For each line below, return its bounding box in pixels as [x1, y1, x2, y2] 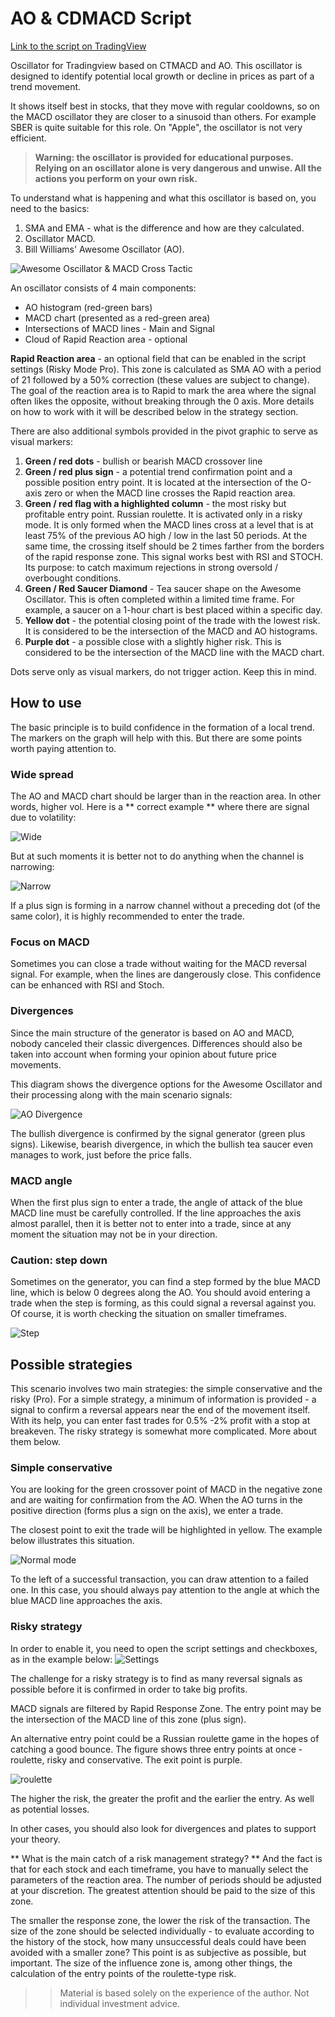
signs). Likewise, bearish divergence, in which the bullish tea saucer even [10, 1138, 313, 1150]
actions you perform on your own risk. [34, 172, 198, 184]
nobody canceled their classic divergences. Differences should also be [10, 1037, 303, 1049]
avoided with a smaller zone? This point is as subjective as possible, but [10, 1946, 307, 1958]
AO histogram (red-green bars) [24, 301, 153, 313]
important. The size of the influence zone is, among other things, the [10, 1957, 293, 1969]
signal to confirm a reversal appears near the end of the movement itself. [10, 1404, 311, 1416]
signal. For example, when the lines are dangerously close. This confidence [10, 968, 322, 981]
